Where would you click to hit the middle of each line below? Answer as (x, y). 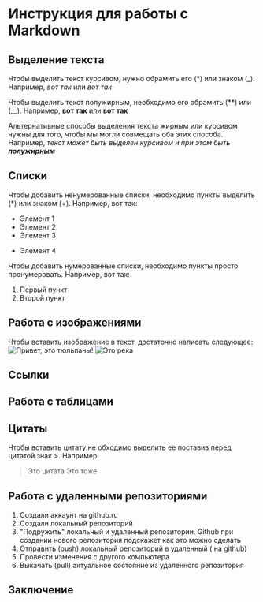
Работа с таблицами (61, 402)
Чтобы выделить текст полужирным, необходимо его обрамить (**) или (130, 102)
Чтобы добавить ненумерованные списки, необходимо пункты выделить (132, 195)
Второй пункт (42, 297)
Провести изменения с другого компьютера (94, 557)
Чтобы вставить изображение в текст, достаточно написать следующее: (131, 342)
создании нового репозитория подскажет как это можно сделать (130, 540)
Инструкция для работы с (98, 14)
